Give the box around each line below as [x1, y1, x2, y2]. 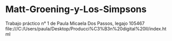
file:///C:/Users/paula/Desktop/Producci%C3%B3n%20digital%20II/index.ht [5, 25, 167, 31]
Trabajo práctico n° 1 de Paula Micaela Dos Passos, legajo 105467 [5, 20, 145, 26]
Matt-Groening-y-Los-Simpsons [5, 4, 147, 15]
